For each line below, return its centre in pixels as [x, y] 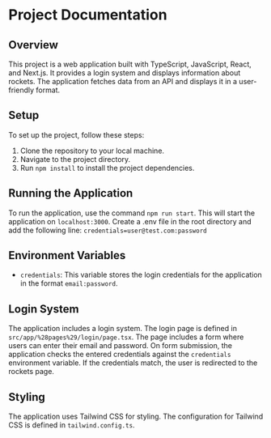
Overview [34, 45]
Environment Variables [67, 255]
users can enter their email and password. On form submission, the [121, 346]
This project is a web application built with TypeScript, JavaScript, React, [130, 64]
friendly [21, 90]
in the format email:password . [69, 283]
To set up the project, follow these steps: [76, 134]
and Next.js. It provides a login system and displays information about [125, 73]
